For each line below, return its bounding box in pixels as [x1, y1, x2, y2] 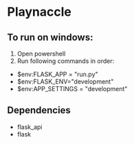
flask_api [16, 123, 43, 131]
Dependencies [7, 104, 71, 117]
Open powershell [16, 49, 66, 58]
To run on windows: [7, 32, 93, 43]
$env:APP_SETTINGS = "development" [16, 85, 128, 93]
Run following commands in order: [16, 57, 115, 65]
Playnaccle [7, 4, 72, 20]
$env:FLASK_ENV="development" [16, 77, 114, 86]
